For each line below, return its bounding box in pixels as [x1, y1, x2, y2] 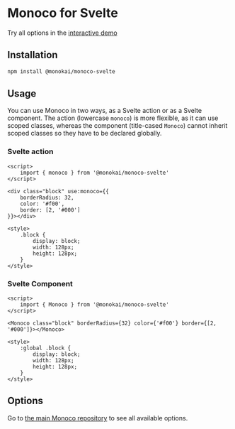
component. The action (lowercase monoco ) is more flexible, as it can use [7, 114, 219, 122]
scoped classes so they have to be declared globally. [7, 129, 162, 138]
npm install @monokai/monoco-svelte [7, 67, 115, 75]
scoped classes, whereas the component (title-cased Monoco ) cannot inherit [7, 121, 228, 130]
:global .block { [20, 344, 71, 352]
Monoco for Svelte [7, 5, 118, 21]
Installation [7, 49, 58, 61]
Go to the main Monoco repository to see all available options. [7, 413, 188, 422]
